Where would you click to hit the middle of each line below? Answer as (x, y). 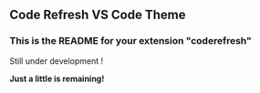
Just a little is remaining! (57, 78)
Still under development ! (56, 61)
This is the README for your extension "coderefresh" (131, 41)
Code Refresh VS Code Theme (98, 15)
